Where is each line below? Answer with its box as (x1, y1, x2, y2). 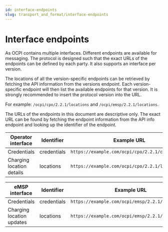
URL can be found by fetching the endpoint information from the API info (5, 116, 155, 123)
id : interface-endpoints (5, 7, 57, 13)
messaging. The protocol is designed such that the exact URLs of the (5, 56, 147, 62)
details (7, 169, 23, 176)
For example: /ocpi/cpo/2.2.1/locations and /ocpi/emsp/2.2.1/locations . (5, 101, 159, 108)
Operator (10, 134, 32, 141)
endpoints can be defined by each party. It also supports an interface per (5, 61, 156, 67)
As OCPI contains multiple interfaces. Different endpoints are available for (5, 50, 157, 56)
